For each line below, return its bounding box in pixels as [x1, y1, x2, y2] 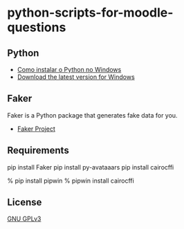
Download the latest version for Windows [17, 73, 135, 81]
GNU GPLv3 [7, 214, 42, 223]
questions [7, 19, 66, 35]
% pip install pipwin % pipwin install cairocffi [7, 176, 135, 185]
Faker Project [17, 125, 55, 133]
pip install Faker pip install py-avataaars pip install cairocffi [7, 163, 174, 171]
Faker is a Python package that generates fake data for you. [7, 111, 178, 119]
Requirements [7, 145, 69, 156]
